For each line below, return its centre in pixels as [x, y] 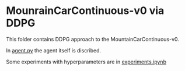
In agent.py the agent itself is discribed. [54, 50]
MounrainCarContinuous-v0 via [85, 11]
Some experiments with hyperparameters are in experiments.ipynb [86, 62]
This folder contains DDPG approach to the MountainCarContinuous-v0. [93, 39]
